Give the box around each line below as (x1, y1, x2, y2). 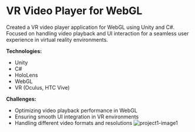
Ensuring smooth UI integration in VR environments (14, 113, 139, 120)
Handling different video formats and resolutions (14, 119, 133, 126)
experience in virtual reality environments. (6, 36, 108, 43)
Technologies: (6, 47, 42, 54)
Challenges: (6, 95, 37, 103)
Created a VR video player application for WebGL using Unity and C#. (6, 24, 175, 31)
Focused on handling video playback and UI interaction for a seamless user (6, 29, 189, 37)
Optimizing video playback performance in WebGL (14, 107, 137, 114)
